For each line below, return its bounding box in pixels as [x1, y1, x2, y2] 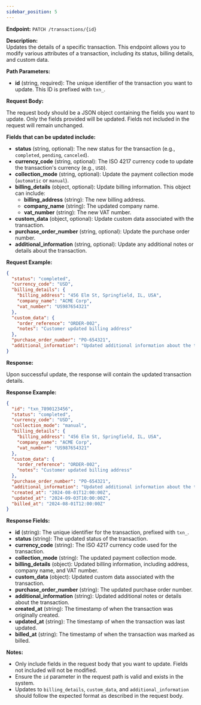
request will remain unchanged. [6, 121, 84, 129]
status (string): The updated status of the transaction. [14, 535, 148, 542]
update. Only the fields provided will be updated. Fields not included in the [6, 115, 190, 122]
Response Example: [6, 388, 57, 396]
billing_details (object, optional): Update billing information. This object [14, 183, 191, 190]
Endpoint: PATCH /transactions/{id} [6, 25, 97, 32]
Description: [6, 37, 38, 44]
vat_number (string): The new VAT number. [23, 208, 132, 216]
